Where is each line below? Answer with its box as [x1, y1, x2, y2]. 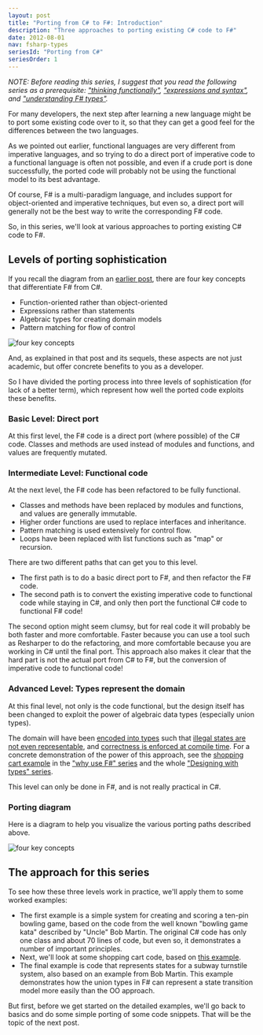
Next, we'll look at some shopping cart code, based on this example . [19, 952, 242, 962]
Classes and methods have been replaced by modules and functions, [19, 501, 244, 510]
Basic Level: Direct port [8, 413, 100, 424]
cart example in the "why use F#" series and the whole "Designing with [8, 758, 239, 768]
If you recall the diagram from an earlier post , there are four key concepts [8, 273, 246, 284]
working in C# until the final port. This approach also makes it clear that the [8, 647, 251, 656]
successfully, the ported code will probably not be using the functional [8, 166, 236, 176]
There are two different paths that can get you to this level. [8, 558, 198, 567]
